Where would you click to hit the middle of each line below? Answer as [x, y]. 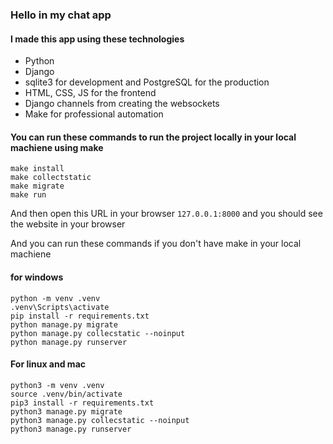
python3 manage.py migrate [66, 411]
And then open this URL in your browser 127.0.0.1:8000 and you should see [166, 214]
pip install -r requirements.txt [80, 316]
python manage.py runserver [69, 342]
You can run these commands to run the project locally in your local [153, 137]
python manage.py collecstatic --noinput [98, 333]
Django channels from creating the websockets [122, 104]
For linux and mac [48, 364]
